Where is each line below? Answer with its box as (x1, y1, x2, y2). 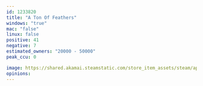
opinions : (6, 70, 31, 76)
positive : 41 (6, 37, 39, 43)
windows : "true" (6, 20, 47, 26)
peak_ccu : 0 (6, 54, 36, 60)
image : (6, 65, 23, 71)
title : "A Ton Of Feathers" (6, 15, 77, 21)
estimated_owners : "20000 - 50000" (6, 48, 96, 55)
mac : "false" (6, 25, 39, 32)
